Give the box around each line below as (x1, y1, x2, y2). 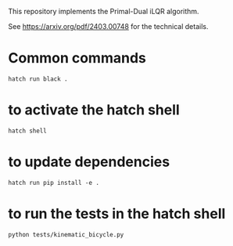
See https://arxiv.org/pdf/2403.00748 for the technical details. (8, 22, 209, 31)
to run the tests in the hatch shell (8, 205, 226, 222)
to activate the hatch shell (8, 101, 180, 119)
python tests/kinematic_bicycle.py (8, 230, 124, 238)
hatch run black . (8, 74, 68, 83)
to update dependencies (8, 153, 170, 171)
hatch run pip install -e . (8, 179, 100, 186)
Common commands (8, 49, 146, 67)
